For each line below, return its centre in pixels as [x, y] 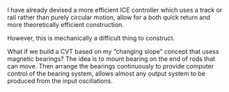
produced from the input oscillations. [60, 81]
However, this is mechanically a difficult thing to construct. [91, 38]
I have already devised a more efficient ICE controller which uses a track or [115, 10]
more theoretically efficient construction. [65, 25]
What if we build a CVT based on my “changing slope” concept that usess [113, 52]
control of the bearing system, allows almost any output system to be [106, 73]
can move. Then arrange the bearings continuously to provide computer [111, 66]
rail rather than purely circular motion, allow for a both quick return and [109, 17]
